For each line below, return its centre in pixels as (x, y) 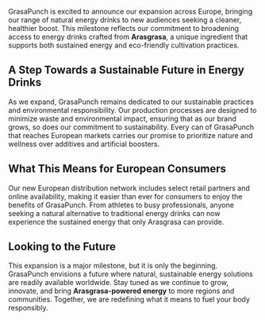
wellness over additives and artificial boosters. (84, 144)
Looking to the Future (62, 247)
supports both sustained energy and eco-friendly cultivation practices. (124, 45)
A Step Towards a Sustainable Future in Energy (126, 70)
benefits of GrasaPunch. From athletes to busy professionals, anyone (121, 205)
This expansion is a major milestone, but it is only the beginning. (113, 266)
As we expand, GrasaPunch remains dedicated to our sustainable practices (131, 102)
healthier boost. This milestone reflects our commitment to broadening (124, 28)
